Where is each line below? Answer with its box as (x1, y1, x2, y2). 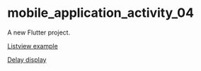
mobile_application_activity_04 (7, 5, 195, 21)
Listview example (7, 41, 58, 50)
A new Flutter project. (7, 28, 71, 37)
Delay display (7, 55, 47, 64)
